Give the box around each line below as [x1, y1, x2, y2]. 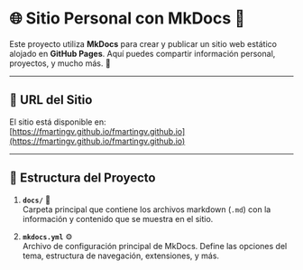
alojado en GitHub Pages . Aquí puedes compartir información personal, [9, 48, 276, 59]
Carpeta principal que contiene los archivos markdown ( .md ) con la [22, 203, 271, 215]
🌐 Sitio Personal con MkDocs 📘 [9, 8, 245, 29]
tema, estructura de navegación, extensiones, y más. [22, 250, 219, 261]
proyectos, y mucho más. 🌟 [9, 58, 111, 69]
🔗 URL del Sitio [9, 92, 93, 107]
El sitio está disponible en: [9, 116, 106, 127]
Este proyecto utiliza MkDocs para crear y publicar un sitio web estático [9, 38, 278, 49]
